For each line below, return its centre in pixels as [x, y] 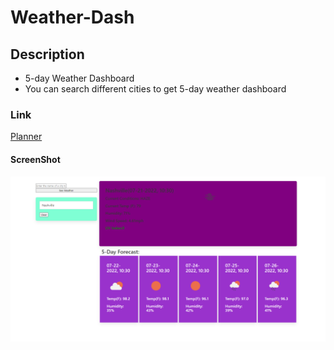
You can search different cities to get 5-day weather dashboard [155, 89]
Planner [26, 137]
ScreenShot [35, 159]
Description [47, 54]
